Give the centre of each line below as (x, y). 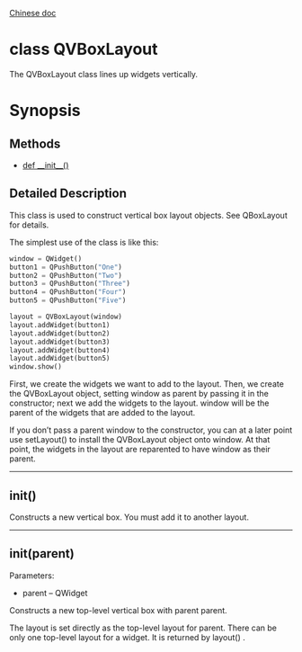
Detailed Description (68, 194)
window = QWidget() (46, 259)
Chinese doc (33, 13)
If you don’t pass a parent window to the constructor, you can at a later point (151, 430)
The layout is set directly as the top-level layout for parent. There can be (143, 628)
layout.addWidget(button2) (60, 333)
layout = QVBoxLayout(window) (66, 317)
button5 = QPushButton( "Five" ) (68, 300)
